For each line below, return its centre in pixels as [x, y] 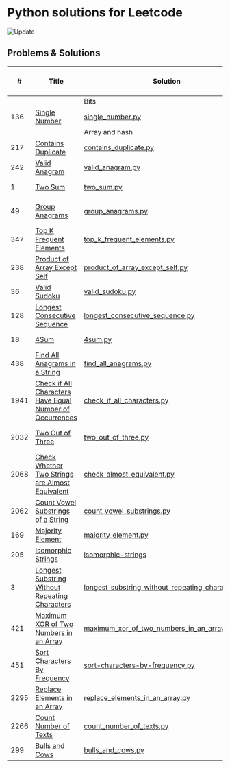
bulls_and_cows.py [114, 750]
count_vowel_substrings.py [127, 511]
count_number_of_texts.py [126, 726]
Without [48, 587]
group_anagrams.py [116, 211]
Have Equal [53, 400]
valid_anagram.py [112, 167]
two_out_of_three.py [116, 437]
